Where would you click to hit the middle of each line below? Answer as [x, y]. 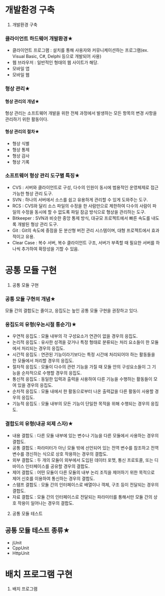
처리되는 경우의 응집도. [43, 348]
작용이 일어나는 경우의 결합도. [46, 503]
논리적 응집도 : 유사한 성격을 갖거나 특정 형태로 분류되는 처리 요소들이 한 [81, 342]
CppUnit [21, 548]
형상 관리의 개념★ [22, 101]
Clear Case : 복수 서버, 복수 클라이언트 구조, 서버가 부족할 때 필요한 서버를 [83, 242]
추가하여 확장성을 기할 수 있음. [50, 249]
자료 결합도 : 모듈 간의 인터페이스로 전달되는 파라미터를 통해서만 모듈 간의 [82, 497]
